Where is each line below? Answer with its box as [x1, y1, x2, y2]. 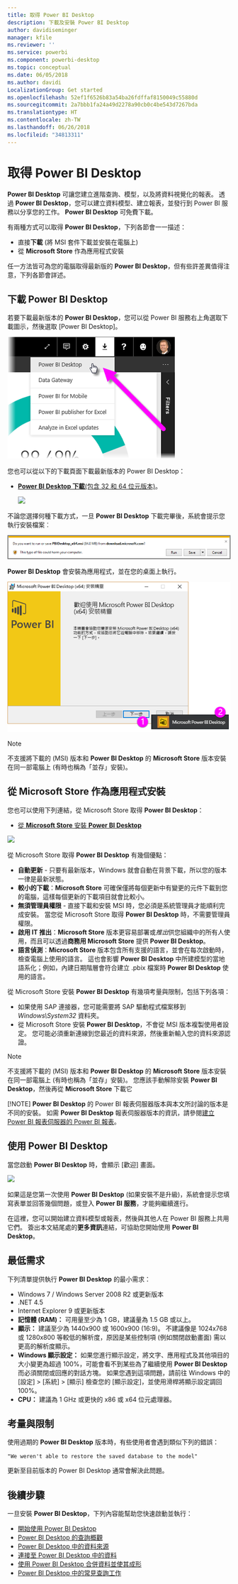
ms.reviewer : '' [7, 41, 55, 49]
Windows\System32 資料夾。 [17, 1011, 103, 1020]
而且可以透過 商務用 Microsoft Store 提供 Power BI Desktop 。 [30, 936, 210, 945]
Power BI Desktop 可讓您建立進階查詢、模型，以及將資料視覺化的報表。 [7, 190, 217, 198]
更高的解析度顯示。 [17, 1342, 74, 1350]
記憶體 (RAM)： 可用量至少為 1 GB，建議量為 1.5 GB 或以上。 [17, 1315, 195, 1323]
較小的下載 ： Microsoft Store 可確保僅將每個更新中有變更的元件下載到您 [17, 883, 228, 892]
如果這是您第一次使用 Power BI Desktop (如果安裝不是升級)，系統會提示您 [7, 1190, 224, 1198]
